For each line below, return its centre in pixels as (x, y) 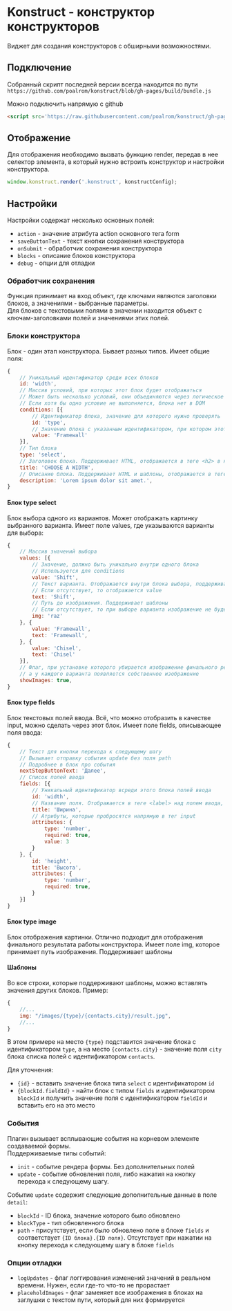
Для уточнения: (30, 1070)
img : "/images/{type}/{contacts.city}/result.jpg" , (95, 1016)
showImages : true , (46, 680)
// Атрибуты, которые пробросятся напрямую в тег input (114, 816)
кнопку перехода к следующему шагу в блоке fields (96, 1245)
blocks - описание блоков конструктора (76, 256)
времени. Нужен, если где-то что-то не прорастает (94, 1285)
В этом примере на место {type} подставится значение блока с (102, 1042)
